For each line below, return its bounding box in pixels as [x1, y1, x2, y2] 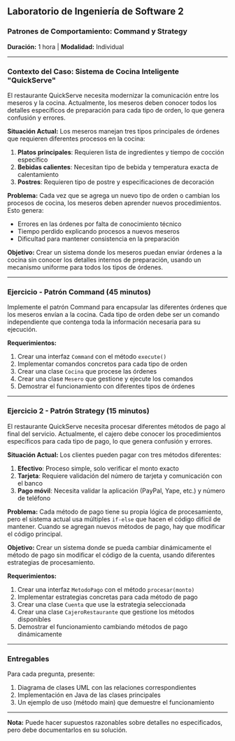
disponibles [17, 615, 51, 623]
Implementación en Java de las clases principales [17, 691, 161, 699]
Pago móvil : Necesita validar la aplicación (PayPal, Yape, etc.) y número [17, 486, 225, 495]
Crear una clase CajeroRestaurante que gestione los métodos [17, 607, 194, 616]
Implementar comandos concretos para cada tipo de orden [17, 360, 187, 368]
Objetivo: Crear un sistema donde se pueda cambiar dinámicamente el [7, 543, 212, 551]
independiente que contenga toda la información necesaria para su [7, 318, 201, 326]
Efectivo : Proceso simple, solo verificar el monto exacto [17, 464, 180, 472]
